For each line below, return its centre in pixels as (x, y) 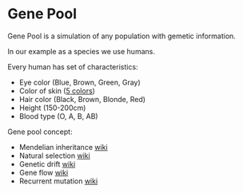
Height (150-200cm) (52, 108)
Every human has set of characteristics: (73, 67)
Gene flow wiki (44, 172)
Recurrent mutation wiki (58, 181)
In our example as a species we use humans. (81, 51)
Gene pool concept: (40, 132)
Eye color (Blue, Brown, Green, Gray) (80, 82)
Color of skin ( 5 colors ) (57, 91)
